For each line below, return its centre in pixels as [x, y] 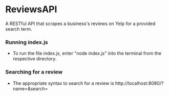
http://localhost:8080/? [139, 83]
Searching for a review [34, 72]
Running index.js [27, 42]
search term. [19, 29]
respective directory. [35, 59]
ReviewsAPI [31, 9]
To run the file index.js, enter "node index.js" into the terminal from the [87, 53]
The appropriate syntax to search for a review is [63, 83]
